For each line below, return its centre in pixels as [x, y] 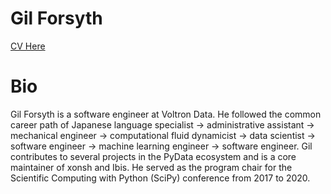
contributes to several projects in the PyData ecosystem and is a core [153, 156]
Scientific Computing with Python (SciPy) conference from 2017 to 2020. [160, 178]
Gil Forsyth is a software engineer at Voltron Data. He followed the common [166, 114]
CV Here [28, 46]
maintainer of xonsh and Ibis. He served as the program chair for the [151, 167]
